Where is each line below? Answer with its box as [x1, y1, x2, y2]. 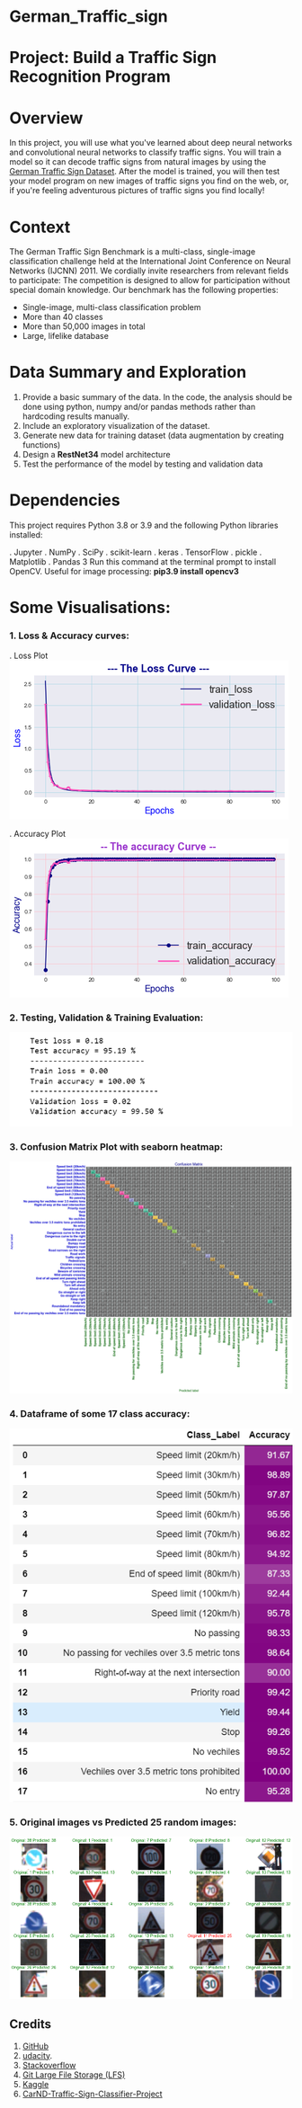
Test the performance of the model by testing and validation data [22, 458, 263, 469]
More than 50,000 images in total [22, 321, 146, 332]
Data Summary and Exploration [9, 362, 247, 383]
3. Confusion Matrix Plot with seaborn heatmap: [9, 1141, 223, 1153]
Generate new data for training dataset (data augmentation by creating [22, 430, 285, 441]
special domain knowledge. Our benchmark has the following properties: [9, 285, 279, 296]
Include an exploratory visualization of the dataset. [22, 421, 210, 431]
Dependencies [9, 490, 120, 511]
